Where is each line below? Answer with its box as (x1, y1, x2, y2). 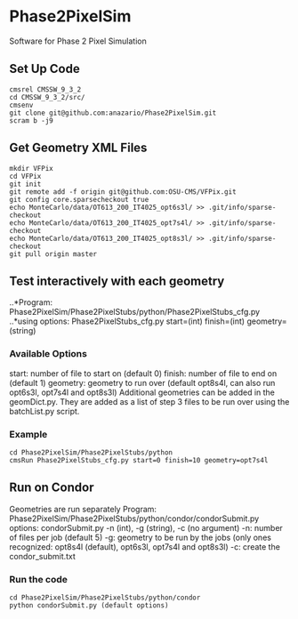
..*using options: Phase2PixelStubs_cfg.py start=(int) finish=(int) (9, 316, 246, 326)
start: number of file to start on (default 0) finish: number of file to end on (9, 367, 278, 379)
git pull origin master (9, 249, 98, 259)
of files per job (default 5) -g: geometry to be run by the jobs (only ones (9, 532, 271, 543)
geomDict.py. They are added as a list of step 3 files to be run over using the (9, 396, 290, 406)
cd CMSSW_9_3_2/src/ (9, 92, 86, 101)
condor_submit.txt (9, 551, 76, 561)
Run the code (9, 573, 68, 585)
